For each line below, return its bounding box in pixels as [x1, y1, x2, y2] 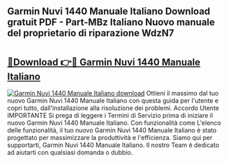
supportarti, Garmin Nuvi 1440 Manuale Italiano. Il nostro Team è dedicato [7, 141, 220, 149]
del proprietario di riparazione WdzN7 [7, 27, 174, 39]
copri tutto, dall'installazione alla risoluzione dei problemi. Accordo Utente [7, 104, 220, 112]
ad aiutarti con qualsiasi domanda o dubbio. [7, 148, 133, 156]
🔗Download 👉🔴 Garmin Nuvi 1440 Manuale [7, 56, 201, 68]
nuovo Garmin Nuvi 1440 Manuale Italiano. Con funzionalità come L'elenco [7, 118, 222, 127]
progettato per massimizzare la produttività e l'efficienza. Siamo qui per [7, 134, 213, 141]
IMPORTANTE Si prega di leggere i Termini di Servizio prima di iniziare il [7, 111, 213, 119]
